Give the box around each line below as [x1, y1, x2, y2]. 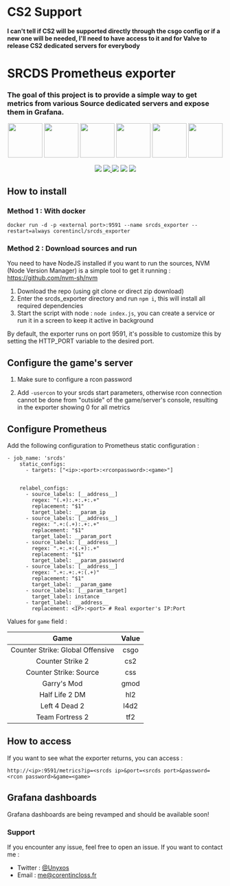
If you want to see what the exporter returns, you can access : [7, 754, 183, 762]
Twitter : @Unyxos [16, 863, 70, 872]
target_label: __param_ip [32, 509, 106, 516]
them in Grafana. [7, 107, 65, 117]
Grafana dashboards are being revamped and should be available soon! [7, 810, 209, 819]
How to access [7, 735, 72, 747]
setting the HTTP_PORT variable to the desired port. [7, 337, 154, 345]
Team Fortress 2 [36, 713, 89, 722]
